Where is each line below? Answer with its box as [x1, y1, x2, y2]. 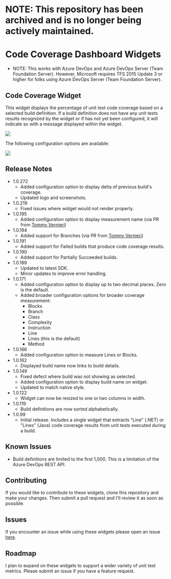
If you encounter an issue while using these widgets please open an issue [5, 529, 161, 535]
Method [28, 341, 45, 347]
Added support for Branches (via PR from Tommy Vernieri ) [20, 232, 144, 238]
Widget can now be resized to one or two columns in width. [20, 395, 145, 401]
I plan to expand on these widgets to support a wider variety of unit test [5, 563, 156, 568]
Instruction [28, 324, 51, 331]
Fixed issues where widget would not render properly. [20, 205, 134, 211]
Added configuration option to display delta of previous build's [20, 184, 152, 190]
